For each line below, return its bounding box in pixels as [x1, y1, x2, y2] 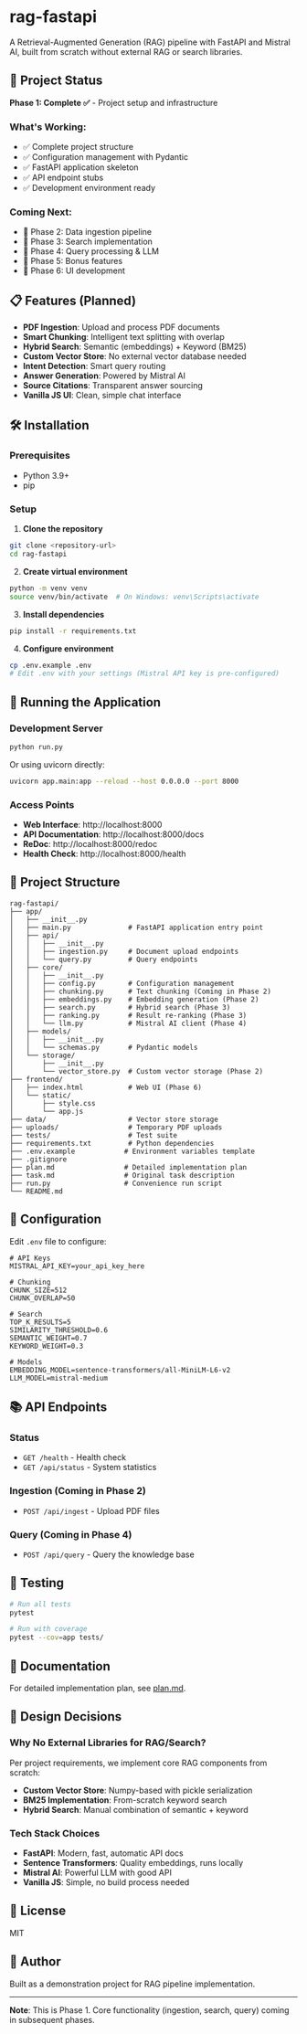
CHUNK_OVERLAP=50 [9, 1293, 76, 1303]
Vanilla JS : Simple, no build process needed [22, 1877, 190, 1888]
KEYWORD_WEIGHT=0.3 [9, 1341, 84, 1351]
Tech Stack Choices [9, 1827, 101, 1839]
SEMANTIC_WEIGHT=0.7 [9, 1333, 89, 1342]
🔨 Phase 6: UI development [22, 265, 126, 276]
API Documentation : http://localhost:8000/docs [22, 829, 205, 840]
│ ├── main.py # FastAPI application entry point [9, 923, 263, 932]
